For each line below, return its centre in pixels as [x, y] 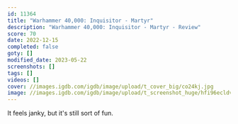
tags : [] [20, 73]
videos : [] [23, 80]
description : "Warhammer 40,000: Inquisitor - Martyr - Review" [104, 27]
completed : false [33, 47]
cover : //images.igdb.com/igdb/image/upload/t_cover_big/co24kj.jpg [110, 86]
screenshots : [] [31, 67]
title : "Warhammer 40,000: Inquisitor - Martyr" [80, 21]
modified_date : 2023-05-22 [47, 60]
